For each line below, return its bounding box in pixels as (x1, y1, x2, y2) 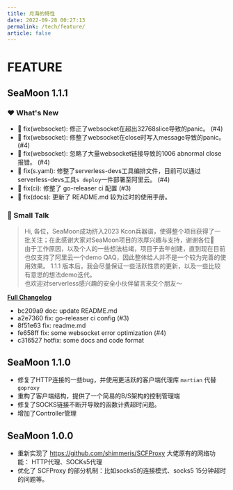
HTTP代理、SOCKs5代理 (31, 458, 103, 466)
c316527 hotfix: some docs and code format (17, 336, 145, 345)
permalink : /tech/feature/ (7, 23, 86, 30)
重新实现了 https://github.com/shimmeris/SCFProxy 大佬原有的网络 (17, 449, 210, 457)
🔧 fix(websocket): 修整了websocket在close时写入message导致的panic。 (17, 133, 225, 142)
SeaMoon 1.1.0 (7, 356, 71, 368)
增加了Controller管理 (17, 409, 77, 418)
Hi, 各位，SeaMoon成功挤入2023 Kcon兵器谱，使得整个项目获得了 (24, 227, 215, 236)
